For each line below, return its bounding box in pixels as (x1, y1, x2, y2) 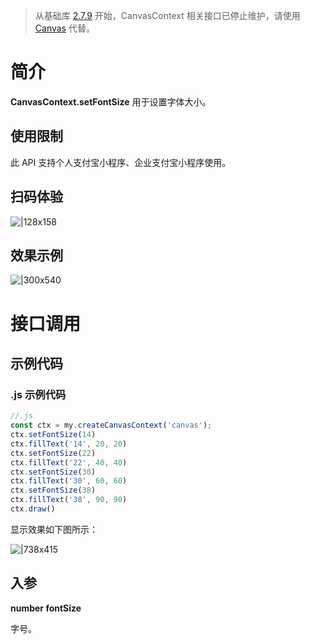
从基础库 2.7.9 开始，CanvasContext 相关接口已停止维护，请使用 (34, 10, 301, 21)
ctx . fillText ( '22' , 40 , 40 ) (10, 457, 128, 468)
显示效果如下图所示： (10, 523, 98, 535)
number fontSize (10, 602, 82, 614)
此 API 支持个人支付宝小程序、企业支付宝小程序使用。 (10, 156, 232, 168)
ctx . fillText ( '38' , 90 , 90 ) (10, 495, 128, 505)
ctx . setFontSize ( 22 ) (10, 448, 97, 458)
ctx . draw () (10, 504, 56, 514)
